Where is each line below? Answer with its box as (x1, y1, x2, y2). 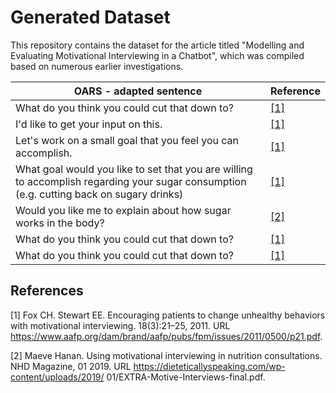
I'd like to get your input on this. (15, 117, 163, 131)
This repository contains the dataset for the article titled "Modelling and (10, 39, 305, 51)
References (10, 282, 84, 300)
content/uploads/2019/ (10, 371, 105, 383)
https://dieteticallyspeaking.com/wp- (133, 360, 286, 372)
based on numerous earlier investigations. (10, 60, 184, 72)
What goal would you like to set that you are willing (15, 162, 253, 176)
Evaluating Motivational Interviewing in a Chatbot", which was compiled (10, 49, 305, 61)
